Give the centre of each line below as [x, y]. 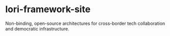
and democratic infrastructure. [37, 28]
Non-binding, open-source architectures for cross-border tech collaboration [85, 23]
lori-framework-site [48, 9]
